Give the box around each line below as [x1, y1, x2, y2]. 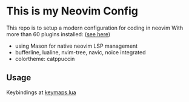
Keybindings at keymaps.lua [6, 89, 77, 96]
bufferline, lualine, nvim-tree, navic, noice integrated [15, 48, 147, 56]
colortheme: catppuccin [15, 55, 75, 62]
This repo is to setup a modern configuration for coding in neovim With [6, 24, 184, 31]
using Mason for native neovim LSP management [15, 42, 138, 49]
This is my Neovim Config [6, 4, 138, 18]
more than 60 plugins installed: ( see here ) [6, 30, 111, 37]
